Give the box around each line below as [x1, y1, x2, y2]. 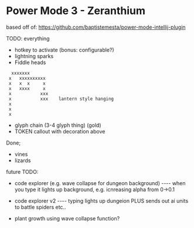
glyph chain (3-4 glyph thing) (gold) [14, 122, 101, 129]
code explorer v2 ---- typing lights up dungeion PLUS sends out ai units [14, 197, 189, 204]
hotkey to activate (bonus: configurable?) [14, 46, 114, 53]
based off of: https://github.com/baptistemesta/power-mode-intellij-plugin [6, 24, 186, 31]
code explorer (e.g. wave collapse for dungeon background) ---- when [14, 179, 186, 186]
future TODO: [6, 168, 39, 175]
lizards [14, 157, 31, 164]
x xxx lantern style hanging [8, 96, 114, 102]
